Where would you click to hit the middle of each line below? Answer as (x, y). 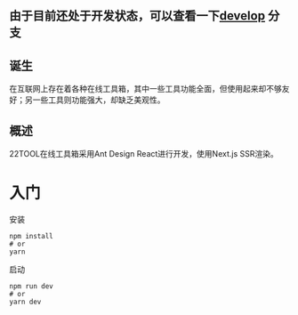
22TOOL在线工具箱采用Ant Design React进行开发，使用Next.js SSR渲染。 (144, 154)
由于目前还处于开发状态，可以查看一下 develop (137, 16)
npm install (31, 236)
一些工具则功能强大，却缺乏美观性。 (99, 100)
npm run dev (31, 286)
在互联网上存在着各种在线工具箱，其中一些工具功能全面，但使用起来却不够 (145, 89)
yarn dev (25, 302)
